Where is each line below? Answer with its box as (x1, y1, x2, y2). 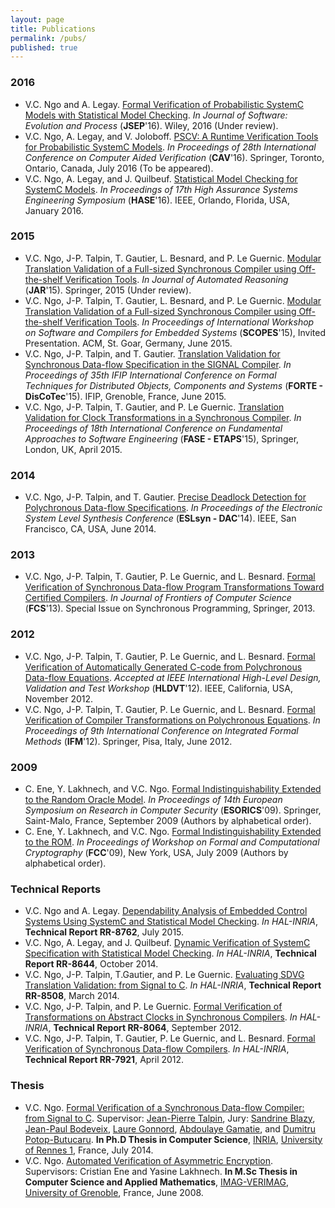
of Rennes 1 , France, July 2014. (24, 1144, 154, 1156)
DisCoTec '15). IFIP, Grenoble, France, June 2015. (24, 390, 227, 402)
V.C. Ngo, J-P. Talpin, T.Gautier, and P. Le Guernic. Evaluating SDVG (24, 969, 305, 981)
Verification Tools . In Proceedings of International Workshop (64, 316, 315, 328)
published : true (10, 42, 78, 53)
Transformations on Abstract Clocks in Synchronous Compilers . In (24, 1011, 298, 1023)
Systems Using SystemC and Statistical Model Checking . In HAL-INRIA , (24, 916, 318, 928)
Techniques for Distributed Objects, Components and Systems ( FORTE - (24, 379, 324, 391)
